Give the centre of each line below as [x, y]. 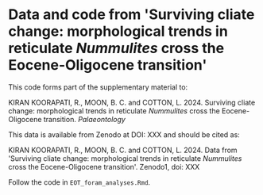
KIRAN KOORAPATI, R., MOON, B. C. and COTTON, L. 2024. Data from [123, 150]
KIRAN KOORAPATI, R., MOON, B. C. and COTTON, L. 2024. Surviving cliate [132, 102]
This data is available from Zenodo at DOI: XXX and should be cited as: [124, 134]
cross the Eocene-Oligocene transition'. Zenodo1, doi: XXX [104, 166]
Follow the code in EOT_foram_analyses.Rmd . [79, 182]
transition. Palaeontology [84, 119]
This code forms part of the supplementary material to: [98, 87]
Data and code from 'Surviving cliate [131, 15]
